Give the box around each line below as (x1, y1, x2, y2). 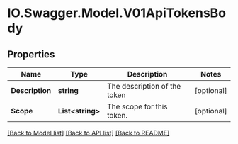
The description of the (107, 82, 181, 91)
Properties (7, 48, 55, 60)
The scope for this (107, 101, 168, 111)
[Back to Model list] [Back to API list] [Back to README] (7, 129, 170, 137)
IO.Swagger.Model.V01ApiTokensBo (7, 5, 227, 21)
